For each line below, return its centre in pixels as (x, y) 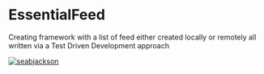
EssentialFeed (57, 15)
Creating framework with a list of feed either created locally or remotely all (132, 37)
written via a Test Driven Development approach (89, 45)
